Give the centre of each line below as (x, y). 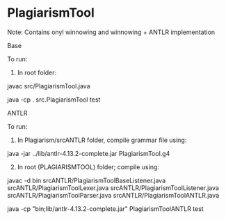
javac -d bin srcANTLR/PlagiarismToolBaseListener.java (87, 180)
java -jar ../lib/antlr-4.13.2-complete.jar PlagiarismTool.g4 (89, 153)
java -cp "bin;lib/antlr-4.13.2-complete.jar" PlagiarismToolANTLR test (105, 209)
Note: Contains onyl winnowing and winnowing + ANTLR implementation (111, 32)
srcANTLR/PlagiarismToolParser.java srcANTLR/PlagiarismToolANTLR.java (113, 195)
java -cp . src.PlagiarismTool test (54, 100)
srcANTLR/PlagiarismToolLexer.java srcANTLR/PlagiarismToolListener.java (113, 188)
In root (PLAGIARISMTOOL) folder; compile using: (88, 167)
